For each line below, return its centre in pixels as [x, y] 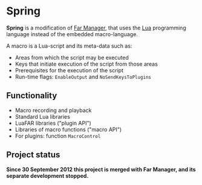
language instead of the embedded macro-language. [72, 34]
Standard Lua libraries [43, 116]
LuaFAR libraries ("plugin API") [53, 123]
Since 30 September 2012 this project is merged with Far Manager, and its [101, 169]
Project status [33, 155]
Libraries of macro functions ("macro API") [68, 129]
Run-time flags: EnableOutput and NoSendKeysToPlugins [83, 77]
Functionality [32, 96]
